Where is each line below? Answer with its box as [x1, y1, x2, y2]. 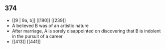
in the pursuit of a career [11, 33, 63, 39]
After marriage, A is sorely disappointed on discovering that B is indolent [11, 27, 161, 34]
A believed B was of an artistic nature [11, 22, 89, 28]
